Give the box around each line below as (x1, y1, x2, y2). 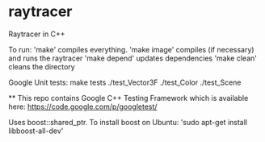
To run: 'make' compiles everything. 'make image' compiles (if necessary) (8, 44, 254, 54)
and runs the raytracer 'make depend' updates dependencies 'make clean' (8, 53, 257, 63)
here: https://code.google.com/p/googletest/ (8, 102, 158, 111)
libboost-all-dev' (8, 126, 64, 136)
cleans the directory (8, 61, 75, 71)
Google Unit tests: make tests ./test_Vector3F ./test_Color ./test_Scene (8, 77, 242, 87)
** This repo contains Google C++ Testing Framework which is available (8, 93, 249, 102)
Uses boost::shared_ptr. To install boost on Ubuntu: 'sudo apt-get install (8, 117, 248, 127)
